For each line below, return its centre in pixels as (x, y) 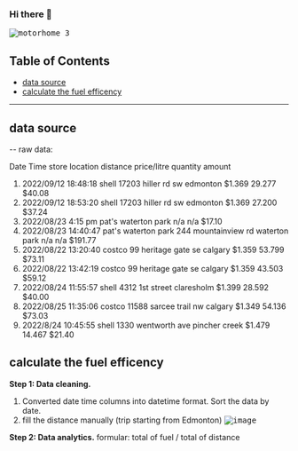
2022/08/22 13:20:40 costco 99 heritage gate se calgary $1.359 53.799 (153, 249)
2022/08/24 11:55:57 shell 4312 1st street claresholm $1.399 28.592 (145, 287)
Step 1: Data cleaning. (50, 384)
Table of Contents (60, 61)
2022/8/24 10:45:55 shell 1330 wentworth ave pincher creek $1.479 (146, 325)
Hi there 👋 (31, 14)
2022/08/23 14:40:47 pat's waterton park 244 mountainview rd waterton (155, 231)
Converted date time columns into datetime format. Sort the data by (145, 401)
